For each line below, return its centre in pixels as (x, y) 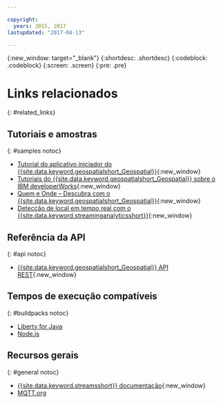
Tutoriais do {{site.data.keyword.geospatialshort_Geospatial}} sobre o (116, 179)
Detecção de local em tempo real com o (74, 209)
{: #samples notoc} (35, 151)
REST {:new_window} (47, 274)
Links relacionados (63, 93)
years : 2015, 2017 (40, 26)
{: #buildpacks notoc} (38, 313)
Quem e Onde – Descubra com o (64, 193)
